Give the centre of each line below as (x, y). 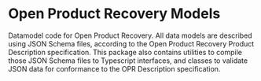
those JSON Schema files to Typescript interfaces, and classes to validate (128, 61)
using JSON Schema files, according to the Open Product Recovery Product (131, 43)
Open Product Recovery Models (114, 14)
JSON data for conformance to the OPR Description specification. (114, 68)
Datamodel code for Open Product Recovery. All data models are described (130, 35)
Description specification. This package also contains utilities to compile (125, 52)
